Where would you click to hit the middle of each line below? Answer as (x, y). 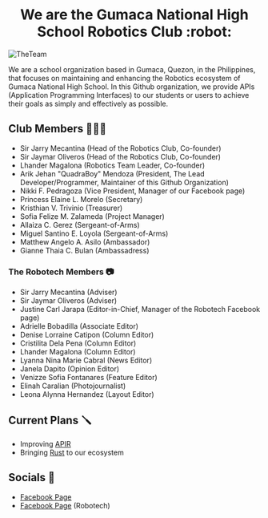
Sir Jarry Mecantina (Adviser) (68, 292)
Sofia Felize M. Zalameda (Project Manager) (92, 216)
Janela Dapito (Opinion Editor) (70, 369)
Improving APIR (45, 443)
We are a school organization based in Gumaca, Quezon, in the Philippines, (132, 69)
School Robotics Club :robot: (134, 32)
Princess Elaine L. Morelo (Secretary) (81, 199)
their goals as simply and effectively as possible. (88, 103)
